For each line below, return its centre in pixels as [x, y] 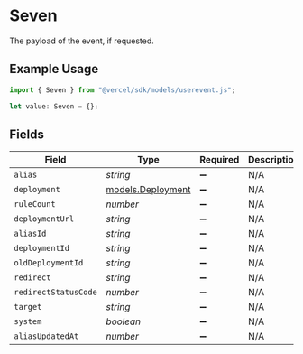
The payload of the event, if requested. [82, 41]
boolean [124, 321]
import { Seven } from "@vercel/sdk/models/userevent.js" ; [123, 90]
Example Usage [54, 69]
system [28, 322]
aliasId [30, 234]
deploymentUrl [44, 219]
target [28, 307]
